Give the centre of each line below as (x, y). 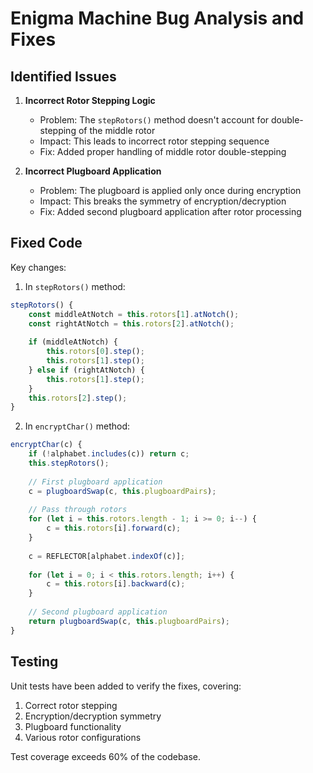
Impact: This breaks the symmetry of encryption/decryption (163, 201)
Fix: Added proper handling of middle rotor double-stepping (163, 151)
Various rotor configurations (83, 737)
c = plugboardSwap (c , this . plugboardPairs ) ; (122, 491)
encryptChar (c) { (46, 445)
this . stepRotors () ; (69, 463)
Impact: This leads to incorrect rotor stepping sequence (154, 141)
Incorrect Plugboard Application (93, 171)
